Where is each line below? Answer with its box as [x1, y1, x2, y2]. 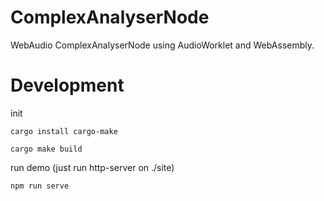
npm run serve [10, 181, 70, 191]
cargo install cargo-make [10, 126, 118, 136]
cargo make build [10, 144, 83, 154]
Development [10, 74, 125, 97]
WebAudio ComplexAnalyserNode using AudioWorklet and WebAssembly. [10, 39, 315, 51]
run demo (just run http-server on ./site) [10, 161, 175, 173]
